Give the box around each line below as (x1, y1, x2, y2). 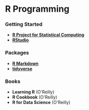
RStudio (12, 37, 29, 43)
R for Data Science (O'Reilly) (12, 99, 71, 106)
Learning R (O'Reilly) (12, 89, 55, 95)
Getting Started (5, 21, 43, 28)
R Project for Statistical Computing (12, 32, 85, 38)
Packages (5, 49, 29, 56)
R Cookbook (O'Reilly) (12, 94, 58, 100)
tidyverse (12, 66, 33, 71)
